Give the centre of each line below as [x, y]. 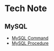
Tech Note [26, 8]
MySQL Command [30, 38]
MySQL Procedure [30, 43]
